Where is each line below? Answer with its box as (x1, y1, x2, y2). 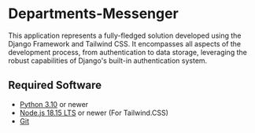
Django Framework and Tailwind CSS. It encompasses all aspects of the (8, 39, 242, 48)
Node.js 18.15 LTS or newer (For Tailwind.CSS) (19, 108, 169, 117)
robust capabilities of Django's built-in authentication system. (8, 56, 208, 65)
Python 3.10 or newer (19, 99, 89, 109)
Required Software (8, 79, 102, 92)
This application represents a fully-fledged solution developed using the (8, 31, 242, 40)
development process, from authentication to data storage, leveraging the (8, 47, 248, 57)
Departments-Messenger (8, 5, 179, 23)
